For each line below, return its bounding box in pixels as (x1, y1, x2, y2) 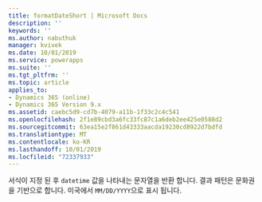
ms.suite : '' (8, 64, 52, 72)
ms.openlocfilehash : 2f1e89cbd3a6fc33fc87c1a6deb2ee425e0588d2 (8, 116, 223, 124)
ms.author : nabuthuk (8, 34, 77, 42)
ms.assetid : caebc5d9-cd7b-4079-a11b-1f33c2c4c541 (8, 109, 180, 117)
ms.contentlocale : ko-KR (8, 137, 91, 146)
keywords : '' (8, 26, 52, 34)
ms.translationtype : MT (8, 130, 88, 138)
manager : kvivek (8, 42, 62, 50)
